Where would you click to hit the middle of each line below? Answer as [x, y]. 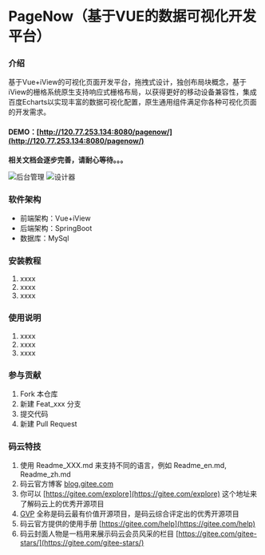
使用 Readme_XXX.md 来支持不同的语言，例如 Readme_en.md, [123, 466]
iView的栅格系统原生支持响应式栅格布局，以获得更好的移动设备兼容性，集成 [132, 92]
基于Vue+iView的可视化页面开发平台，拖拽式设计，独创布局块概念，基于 [128, 82]
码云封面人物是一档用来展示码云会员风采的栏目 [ [99, 534]
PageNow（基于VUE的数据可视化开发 [132, 16]
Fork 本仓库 [39, 394]
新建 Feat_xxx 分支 [50, 403]
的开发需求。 [29, 112]
